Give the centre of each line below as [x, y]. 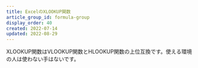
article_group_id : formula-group [48, 17]
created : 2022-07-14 [32, 28]
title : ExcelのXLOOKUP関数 [38, 12]
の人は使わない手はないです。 [43, 59]
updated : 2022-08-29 [32, 34]
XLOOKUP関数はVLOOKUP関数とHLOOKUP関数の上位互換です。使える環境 [99, 52]
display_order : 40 [29, 23]
